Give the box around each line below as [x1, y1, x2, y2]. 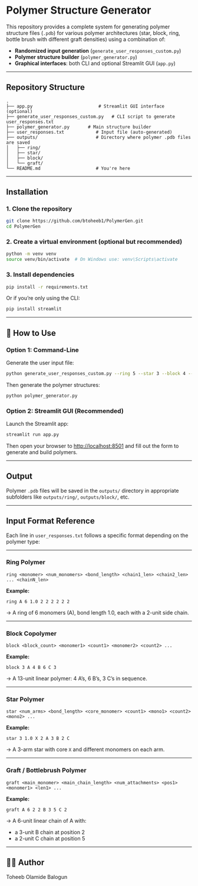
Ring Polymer [6, 558, 45, 567]
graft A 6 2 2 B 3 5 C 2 [6, 807, 67, 813]
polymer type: [6, 538, 40, 545]
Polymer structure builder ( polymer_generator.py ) [14, 53, 137, 60]
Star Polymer [6, 696, 45, 704]
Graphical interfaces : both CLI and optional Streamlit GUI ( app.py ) [14, 60, 176, 67]
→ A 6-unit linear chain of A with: [6, 817, 87, 824]
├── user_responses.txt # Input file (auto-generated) [6, 129, 173, 135]
